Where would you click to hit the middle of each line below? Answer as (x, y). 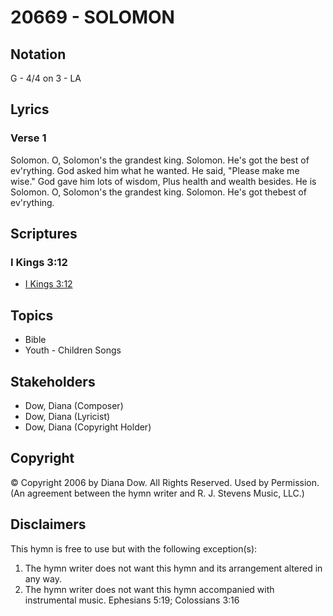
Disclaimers (48, 524)
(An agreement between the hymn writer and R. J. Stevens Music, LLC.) (157, 493)
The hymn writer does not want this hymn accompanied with (149, 589)
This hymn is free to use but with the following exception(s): (134, 548)
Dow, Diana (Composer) (74, 405)
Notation (38, 54)
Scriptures (44, 234)
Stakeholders (53, 381)
